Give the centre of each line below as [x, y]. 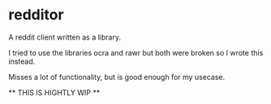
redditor [36, 15]
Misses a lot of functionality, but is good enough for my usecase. [117, 77]
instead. [22, 61]
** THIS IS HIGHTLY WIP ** [54, 92]
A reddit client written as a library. [65, 37]
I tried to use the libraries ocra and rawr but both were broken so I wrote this [136, 52]
